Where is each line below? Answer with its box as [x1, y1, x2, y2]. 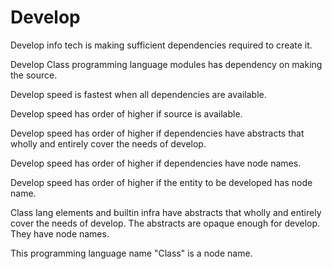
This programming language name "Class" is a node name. [10, 247, 253, 259]
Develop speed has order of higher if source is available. [10, 107, 243, 120]
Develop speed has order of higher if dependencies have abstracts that [10, 127, 305, 139]
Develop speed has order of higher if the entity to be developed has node [10, 176, 313, 188]
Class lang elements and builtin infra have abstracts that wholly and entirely [10, 206, 322, 218]
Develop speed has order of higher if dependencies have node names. [10, 157, 302, 169]
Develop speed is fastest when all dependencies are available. [10, 88, 267, 100]
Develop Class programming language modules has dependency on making [10, 58, 323, 70]
